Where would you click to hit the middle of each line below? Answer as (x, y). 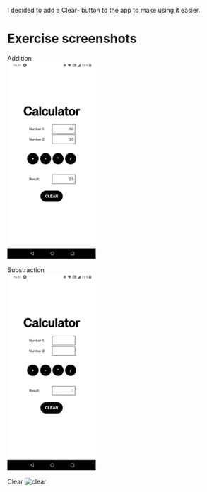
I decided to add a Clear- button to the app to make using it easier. (104, 10)
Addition (19, 58)
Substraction (26, 270)
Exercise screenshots (72, 39)
